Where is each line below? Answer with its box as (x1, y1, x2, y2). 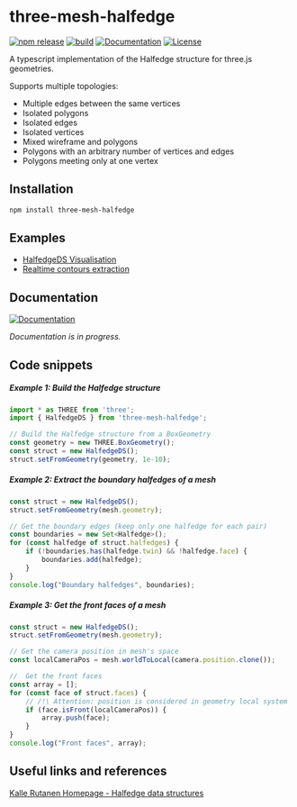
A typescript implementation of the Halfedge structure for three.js (9, 53, 253, 64)
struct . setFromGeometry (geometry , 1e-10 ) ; (9, 455, 171, 464)
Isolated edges (22, 117, 78, 128)
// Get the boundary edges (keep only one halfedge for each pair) (9, 521, 268, 530)
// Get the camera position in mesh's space (9, 647, 179, 657)
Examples (9, 231, 66, 246)
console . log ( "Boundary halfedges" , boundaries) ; (9, 580, 195, 589)
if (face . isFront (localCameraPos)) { (25, 705, 167, 714)
